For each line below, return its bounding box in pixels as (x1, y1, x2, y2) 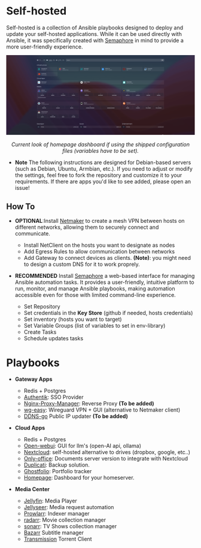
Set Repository (23, 303, 61, 310)
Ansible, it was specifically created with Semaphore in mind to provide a (6, 37, 184, 44)
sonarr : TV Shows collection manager (23, 523, 117, 530)
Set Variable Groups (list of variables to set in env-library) (23, 322, 166, 329)
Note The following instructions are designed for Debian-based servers (14, 159, 191, 166)
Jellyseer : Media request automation (23, 504, 114, 511)
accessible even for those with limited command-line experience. (14, 292, 176, 299)
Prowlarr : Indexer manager (23, 510, 90, 517)
